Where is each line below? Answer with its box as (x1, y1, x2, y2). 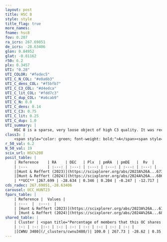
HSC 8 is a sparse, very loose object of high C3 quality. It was (14, 127, 155, 132)
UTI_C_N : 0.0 (5, 100, 32, 105)
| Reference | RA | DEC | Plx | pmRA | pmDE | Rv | (14, 160, 155, 164)
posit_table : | (5, 155, 37, 160)
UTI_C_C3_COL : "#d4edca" (5, 85, 57, 91)
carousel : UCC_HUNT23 (5, 187, 50, 192)
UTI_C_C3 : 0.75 (5, 109, 37, 114)
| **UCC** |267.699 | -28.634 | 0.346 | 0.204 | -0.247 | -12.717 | (14, 178, 159, 183)
